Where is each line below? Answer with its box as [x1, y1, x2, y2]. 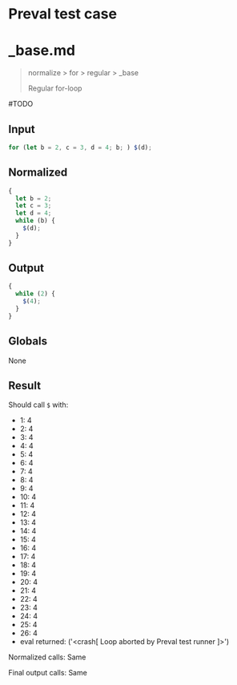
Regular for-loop [27, 83, 82, 93]
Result [8, 379, 42, 393]
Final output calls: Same [8, 668, 88, 678]
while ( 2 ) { [15, 290, 56, 298]
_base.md [8, 42, 76, 60]
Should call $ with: [8, 400, 69, 409]
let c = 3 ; [15, 202, 52, 210]
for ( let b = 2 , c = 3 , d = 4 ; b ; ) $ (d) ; [8, 143, 152, 151]
